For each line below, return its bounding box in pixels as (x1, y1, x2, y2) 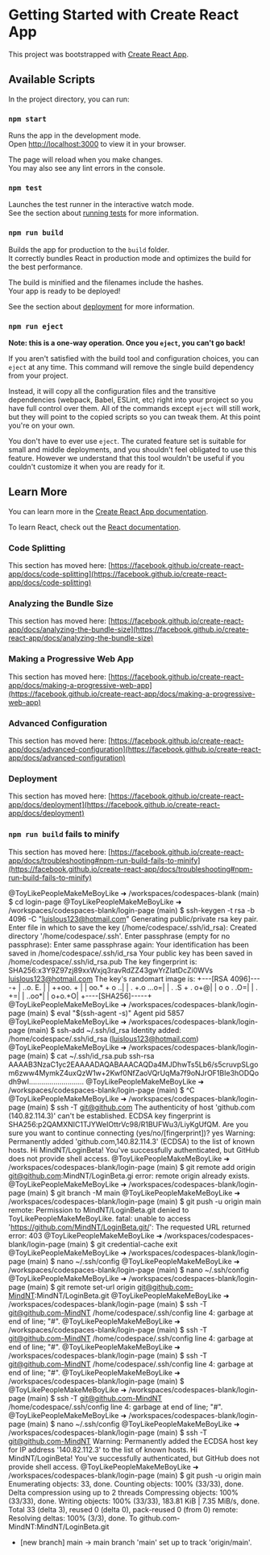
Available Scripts (8, 73, 95, 86)
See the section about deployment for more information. (8, 301, 195, 311)
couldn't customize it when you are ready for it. (8, 462, 165, 471)
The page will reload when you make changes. (8, 155, 164, 164)
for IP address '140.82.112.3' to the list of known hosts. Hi (8, 1445, 197, 1454)
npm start (8, 114, 47, 123)
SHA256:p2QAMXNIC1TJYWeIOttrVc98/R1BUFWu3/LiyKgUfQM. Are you (8, 1119, 248, 1129)
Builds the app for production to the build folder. (8, 244, 170, 255)
